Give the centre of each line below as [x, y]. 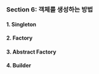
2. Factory [19, 38]
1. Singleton [21, 24]
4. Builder [19, 66]
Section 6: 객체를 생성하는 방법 [50, 9]
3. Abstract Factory [31, 52]
